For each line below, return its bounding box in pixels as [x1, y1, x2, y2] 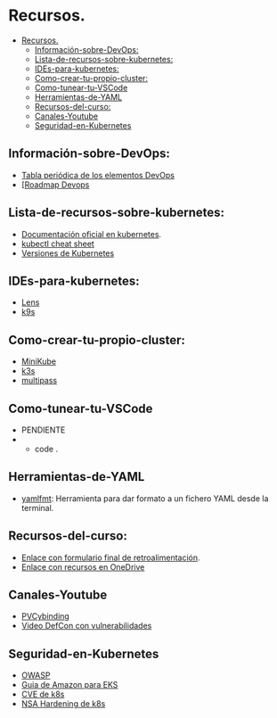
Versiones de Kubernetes [20, 247, 115, 259]
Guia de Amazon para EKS [20, 680, 118, 690]
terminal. [20, 502, 54, 513]
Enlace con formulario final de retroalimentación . [20, 552, 201, 563]
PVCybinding [20, 611, 70, 622]
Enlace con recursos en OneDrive [20, 561, 145, 572]
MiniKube [20, 356, 57, 367]
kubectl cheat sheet [20, 238, 94, 249]
